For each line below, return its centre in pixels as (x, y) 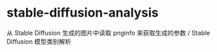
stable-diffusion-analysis (83, 13)
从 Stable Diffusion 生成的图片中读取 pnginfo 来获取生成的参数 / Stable (108, 33)
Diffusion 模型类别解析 (39, 41)
